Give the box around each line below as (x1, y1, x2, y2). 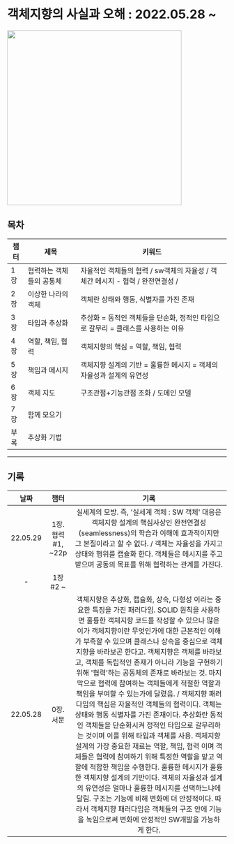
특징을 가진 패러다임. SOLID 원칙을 (92, 605, 200, 615)
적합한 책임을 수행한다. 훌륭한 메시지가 (89, 762, 209, 772)
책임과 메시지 (27, 365, 68, 374)
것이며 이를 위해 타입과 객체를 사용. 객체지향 (85, 731, 221, 741)
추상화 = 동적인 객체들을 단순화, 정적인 (80, 312, 199, 322)
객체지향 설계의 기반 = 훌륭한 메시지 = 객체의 (80, 360, 218, 370)
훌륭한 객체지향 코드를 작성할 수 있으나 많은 (86, 616, 220, 625)
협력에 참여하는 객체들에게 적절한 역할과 (97, 678, 221, 688)
